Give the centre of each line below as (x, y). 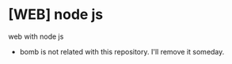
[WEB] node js (56, 15)
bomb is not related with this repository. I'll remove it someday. (122, 51)
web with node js (36, 36)
